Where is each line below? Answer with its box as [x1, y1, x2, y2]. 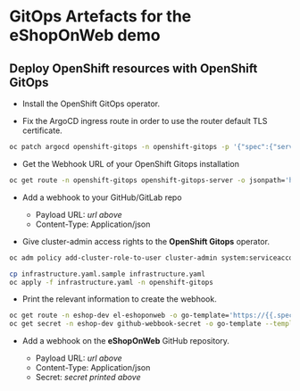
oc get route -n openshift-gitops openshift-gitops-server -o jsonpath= [9, 176, 286, 185]
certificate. [21, 125, 62, 136]
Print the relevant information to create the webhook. [21, 294, 217, 304]
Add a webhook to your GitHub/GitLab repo [21, 192, 182, 203]
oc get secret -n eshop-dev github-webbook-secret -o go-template [9, 320, 262, 329]
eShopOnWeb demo [9, 25, 161, 46]
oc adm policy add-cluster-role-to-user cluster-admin [9, 253, 218, 262]
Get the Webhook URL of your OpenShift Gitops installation [21, 158, 239, 169]
